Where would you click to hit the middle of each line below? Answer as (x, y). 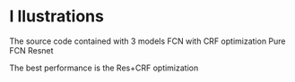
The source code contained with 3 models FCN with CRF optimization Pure (147, 41)
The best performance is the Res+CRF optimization (104, 68)
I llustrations (57, 16)
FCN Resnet (31, 50)
